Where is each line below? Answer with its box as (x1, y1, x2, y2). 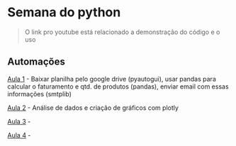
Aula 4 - (7, 130, 31, 139)
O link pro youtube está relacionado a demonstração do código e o (24, 28, 220, 36)
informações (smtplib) (7, 89, 72, 98)
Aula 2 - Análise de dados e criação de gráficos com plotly (7, 103, 179, 112)
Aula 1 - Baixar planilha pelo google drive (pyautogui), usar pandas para (7, 74, 216, 83)
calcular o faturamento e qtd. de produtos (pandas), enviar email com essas (7, 82, 229, 91)
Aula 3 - (7, 117, 31, 125)
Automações (7, 56, 65, 68)
